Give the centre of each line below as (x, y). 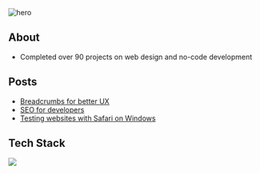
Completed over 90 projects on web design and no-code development (136, 57)
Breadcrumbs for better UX (64, 101)
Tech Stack (37, 143)
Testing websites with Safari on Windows (88, 118)
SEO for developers (52, 109)
